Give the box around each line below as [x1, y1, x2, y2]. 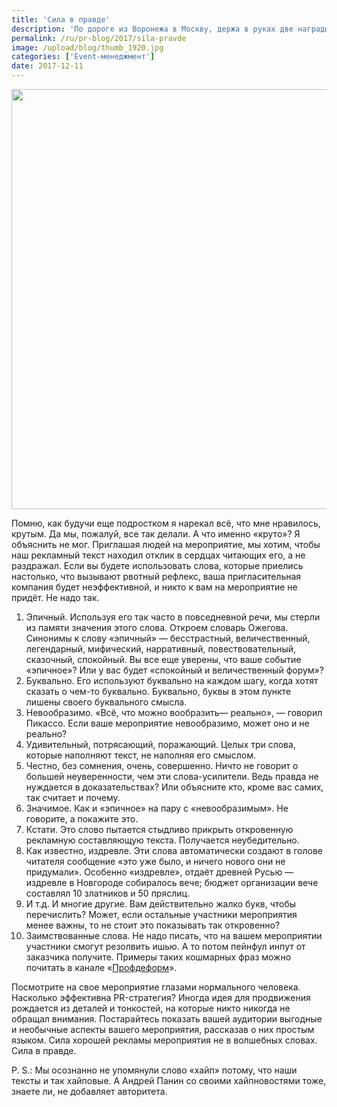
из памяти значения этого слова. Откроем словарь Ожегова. [25, 622, 289, 633]
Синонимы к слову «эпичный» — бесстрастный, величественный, [25, 632, 311, 644]
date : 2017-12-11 [11, 61, 84, 71]
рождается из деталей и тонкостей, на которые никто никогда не [11, 1002, 291, 1014]
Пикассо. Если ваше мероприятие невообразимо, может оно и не [25, 717, 310, 729]
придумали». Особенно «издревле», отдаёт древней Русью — [25, 866, 294, 878]
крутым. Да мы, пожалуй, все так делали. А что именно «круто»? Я [11, 528, 301, 540]
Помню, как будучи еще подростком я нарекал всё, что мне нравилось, [11, 517, 321, 529]
